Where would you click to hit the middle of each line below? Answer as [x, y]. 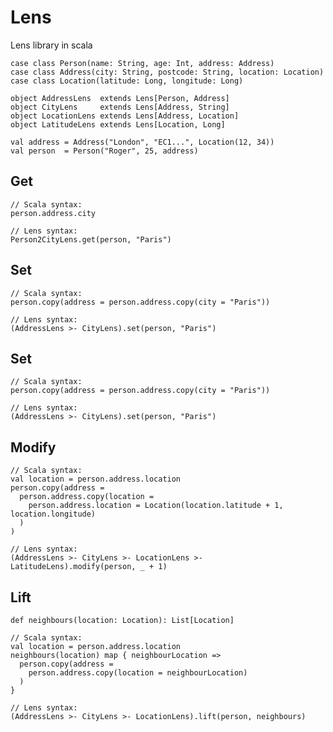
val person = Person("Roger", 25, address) [104, 151]
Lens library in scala [51, 45]
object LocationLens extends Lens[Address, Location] [125, 116]
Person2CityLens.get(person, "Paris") [91, 239]
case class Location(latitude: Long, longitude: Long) [127, 81]
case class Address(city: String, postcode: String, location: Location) [167, 72]
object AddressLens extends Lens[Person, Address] [120, 98]
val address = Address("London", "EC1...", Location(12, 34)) [142, 142]
